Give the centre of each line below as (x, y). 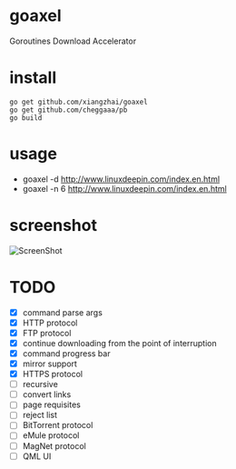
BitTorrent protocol (58, 425)
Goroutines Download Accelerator (73, 41)
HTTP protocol (50, 323)
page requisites (52, 404)
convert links (47, 394)
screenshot (54, 225)
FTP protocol (47, 333)
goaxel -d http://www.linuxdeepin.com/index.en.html (121, 179)
